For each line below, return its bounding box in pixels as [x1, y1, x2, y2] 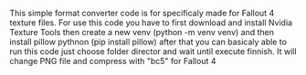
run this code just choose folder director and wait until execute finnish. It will [9, 46, 297, 57]
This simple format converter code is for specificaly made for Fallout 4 [9, 8, 275, 18]
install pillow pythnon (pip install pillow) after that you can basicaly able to [9, 36, 288, 47]
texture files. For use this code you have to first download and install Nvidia [9, 17, 293, 28]
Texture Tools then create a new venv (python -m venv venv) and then [9, 27, 275, 37]
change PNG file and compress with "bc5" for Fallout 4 [9, 56, 216, 66]
